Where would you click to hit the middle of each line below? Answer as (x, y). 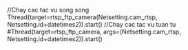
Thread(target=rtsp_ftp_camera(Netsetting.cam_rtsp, (82, 17)
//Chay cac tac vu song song (48, 10)
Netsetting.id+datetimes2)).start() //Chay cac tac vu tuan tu (92, 24)
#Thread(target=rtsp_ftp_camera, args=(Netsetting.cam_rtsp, (94, 32)
